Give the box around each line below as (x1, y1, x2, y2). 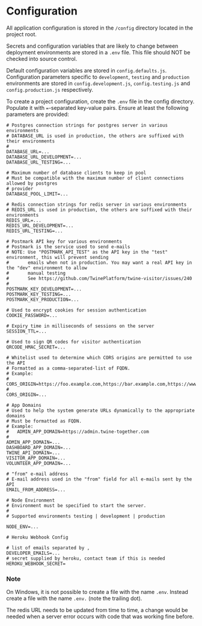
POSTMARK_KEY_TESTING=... (6, 291, 71, 297)
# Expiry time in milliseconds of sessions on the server (6, 323, 155, 329)
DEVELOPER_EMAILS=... (6, 550, 61, 556)
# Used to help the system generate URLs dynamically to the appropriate (6, 407, 195, 414)
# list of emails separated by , (6, 545, 90, 551)
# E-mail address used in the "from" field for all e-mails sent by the (6, 476, 192, 482)
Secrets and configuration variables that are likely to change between (6, 42, 179, 50)
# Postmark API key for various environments (6, 238, 122, 244)
